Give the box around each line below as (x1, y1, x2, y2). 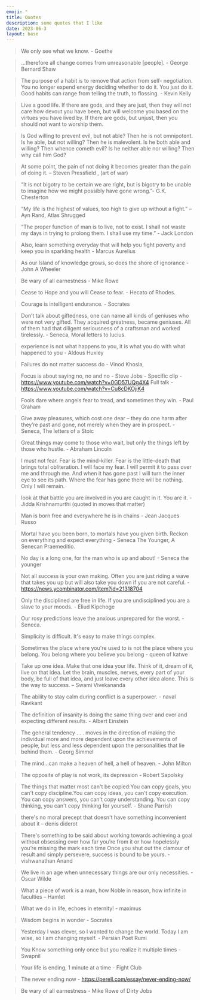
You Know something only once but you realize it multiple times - (20, 946, 181, 953)
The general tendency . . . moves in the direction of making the (20, 729, 176, 736)
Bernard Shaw (20, 65, 56, 73)
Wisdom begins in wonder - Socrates (20, 917, 113, 924)
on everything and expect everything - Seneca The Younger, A (20, 537, 175, 544)
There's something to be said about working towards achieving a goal (20, 832, 193, 839)
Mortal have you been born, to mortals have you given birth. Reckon (20, 530, 189, 537)
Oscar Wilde (20, 875, 52, 882)
